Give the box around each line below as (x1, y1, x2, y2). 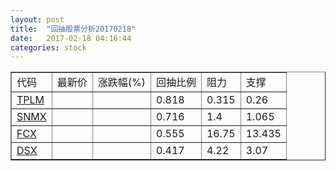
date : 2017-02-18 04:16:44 (10, 33, 132, 43)
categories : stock (10, 42, 87, 53)
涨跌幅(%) (97, 76, 146, 90)
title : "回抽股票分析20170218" (10, 24, 137, 34)
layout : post (10, 14, 65, 25)
